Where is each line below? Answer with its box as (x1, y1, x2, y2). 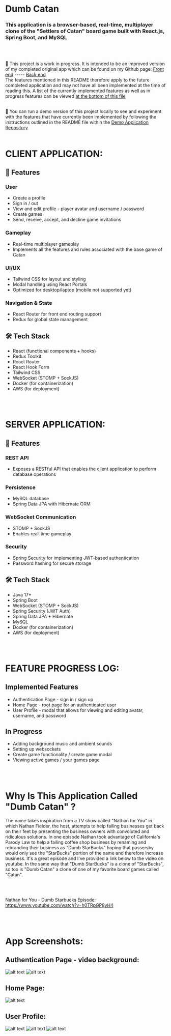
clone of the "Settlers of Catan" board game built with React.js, (5, 27, 164, 35)
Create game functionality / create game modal (12, 752, 112, 758)
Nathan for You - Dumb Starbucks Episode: (5, 897, 96, 903)
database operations (12, 471, 56, 477)
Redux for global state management (12, 316, 88, 323)
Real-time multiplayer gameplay (12, 241, 79, 247)
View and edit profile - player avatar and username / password (12, 206, 144, 212)
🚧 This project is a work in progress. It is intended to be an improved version (5, 61, 165, 67)
